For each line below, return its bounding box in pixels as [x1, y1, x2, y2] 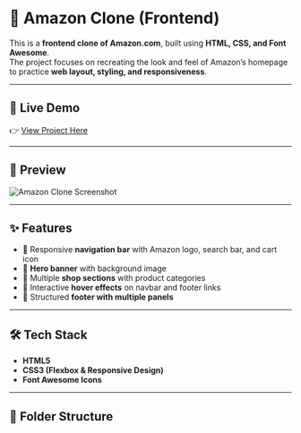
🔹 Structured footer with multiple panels [21, 292, 174, 302]
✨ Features [9, 220, 73, 235]
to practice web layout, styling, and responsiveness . [9, 66, 208, 77]
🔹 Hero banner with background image [21, 263, 168, 274]
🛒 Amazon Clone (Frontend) [9, 8, 220, 29]
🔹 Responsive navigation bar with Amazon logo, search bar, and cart [21, 244, 278, 255]
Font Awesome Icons [21, 375, 103, 386]
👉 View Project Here [9, 124, 88, 135]
